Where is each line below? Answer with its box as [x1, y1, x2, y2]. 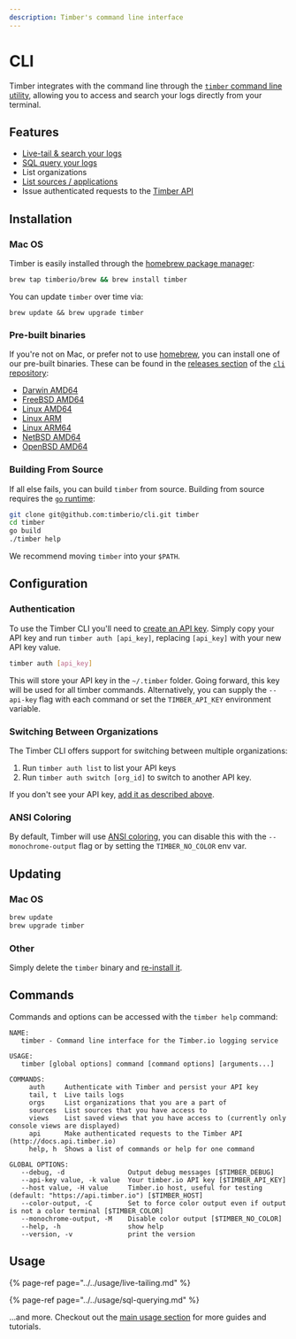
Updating [9, 866, 62, 881]
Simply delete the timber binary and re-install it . [9, 962, 183, 973]
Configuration [9, 576, 88, 591]
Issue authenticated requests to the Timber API [21, 186, 194, 196]
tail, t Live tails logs [28, 1090, 125, 1099]
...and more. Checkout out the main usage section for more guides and [9, 1312, 267, 1322]
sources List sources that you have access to [28, 1105, 208, 1115]
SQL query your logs [21, 158, 97, 168]
